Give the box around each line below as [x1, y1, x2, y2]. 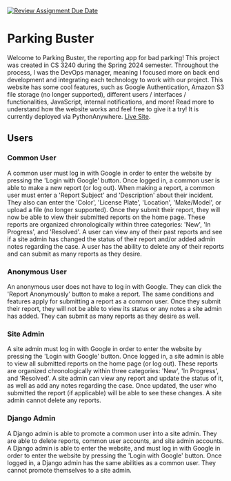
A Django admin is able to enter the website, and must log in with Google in [7, 444, 221, 452]
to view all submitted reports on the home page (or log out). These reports [7, 359, 219, 368]
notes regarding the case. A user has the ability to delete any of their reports [7, 242, 224, 250]
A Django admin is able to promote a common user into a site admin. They [7, 429, 217, 437]
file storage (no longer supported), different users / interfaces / [7, 90, 186, 98]
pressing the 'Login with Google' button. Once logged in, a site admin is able [7, 352, 224, 361]
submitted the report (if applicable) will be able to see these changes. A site [7, 389, 222, 397]
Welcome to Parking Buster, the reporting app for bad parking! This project [7, 53, 220, 62]
